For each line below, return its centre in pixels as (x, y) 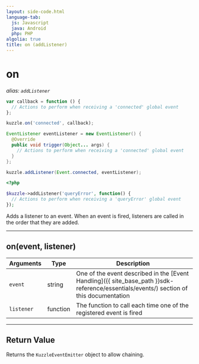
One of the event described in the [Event (133, 273)
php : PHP (22, 34)
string (55, 284)
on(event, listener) (41, 247)
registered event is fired (109, 312)
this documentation (103, 296)
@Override (23, 140)
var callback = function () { (44, 102)
